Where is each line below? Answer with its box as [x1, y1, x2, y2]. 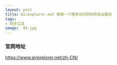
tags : [5, 16, 16, 21]
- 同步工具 [5, 21, 25, 26]
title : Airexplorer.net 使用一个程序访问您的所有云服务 [5, 12, 113, 17]
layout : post [5, 7, 32, 12]
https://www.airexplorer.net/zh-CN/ [5, 55, 78, 61]
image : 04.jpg [5, 26, 37, 31]
